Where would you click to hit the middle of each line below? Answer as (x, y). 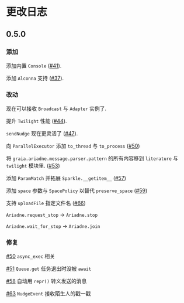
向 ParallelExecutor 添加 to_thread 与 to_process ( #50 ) (73, 146)
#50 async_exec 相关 (31, 256)
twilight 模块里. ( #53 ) (33, 166)
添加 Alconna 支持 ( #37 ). (35, 78)
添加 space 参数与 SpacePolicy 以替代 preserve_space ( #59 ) (77, 190)
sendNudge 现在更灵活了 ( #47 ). (42, 134)
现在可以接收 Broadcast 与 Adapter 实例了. (56, 108)
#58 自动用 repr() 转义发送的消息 (46, 281)
